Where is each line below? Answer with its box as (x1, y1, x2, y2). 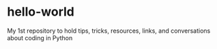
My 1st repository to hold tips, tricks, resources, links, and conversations (7, 27, 211, 35)
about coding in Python (7, 33, 73, 42)
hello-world (7, 4, 75, 20)
